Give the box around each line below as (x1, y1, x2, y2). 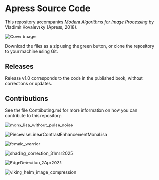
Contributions (5, 94, 48, 103)
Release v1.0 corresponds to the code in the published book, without (5, 75, 143, 81)
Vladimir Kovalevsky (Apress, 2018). (5, 24, 78, 30)
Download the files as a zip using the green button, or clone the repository (5, 43, 155, 49)
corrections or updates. (5, 80, 52, 86)
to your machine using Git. (5, 48, 58, 54)
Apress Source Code (5, 3, 91, 14)
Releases (5, 62, 34, 71)
